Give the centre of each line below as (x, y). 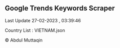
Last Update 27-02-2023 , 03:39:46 (43, 20)
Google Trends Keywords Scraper (60, 8)
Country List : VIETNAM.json (35, 30)
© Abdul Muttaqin (24, 40)
